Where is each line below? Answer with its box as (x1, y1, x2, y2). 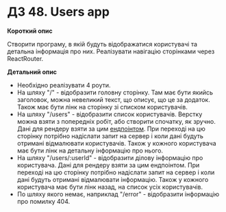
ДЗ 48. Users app (7, 4, 110, 20)
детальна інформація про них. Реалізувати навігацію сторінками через (7, 47, 215, 55)
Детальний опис (7, 68, 57, 76)
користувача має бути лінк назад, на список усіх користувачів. (16, 183, 203, 191)
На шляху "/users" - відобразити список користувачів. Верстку (16, 110, 203, 118)
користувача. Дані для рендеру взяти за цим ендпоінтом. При (16, 161, 200, 169)
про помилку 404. (16, 197, 71, 205)
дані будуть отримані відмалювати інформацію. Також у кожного (16, 175, 209, 183)
